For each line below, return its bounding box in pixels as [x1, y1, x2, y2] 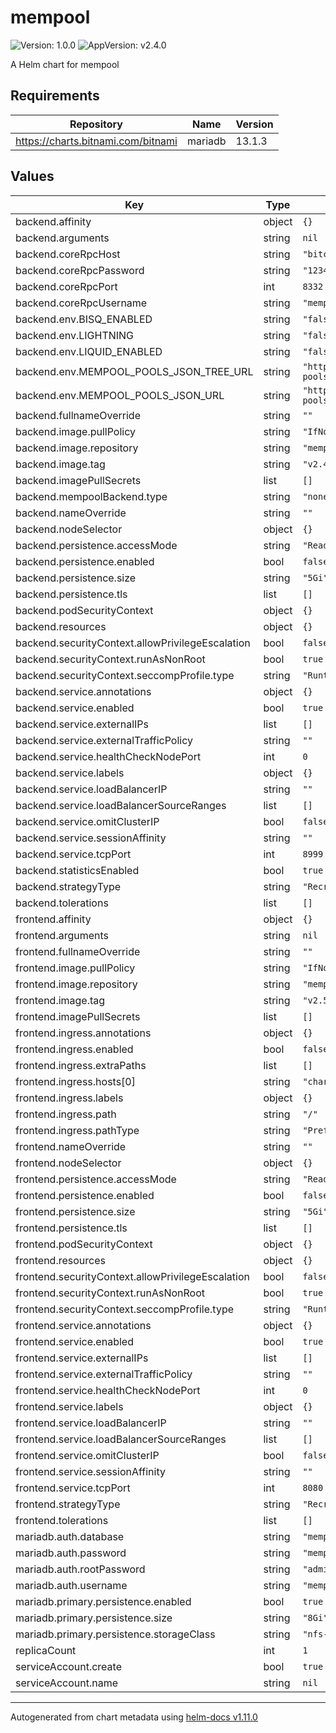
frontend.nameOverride [15, 1139, 127, 1153]
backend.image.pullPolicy [15, 424, 136, 438]
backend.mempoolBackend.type [15, 489, 168, 503]
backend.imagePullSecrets [15, 473, 142, 487]
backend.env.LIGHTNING [15, 328, 135, 342]
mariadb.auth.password [15, 1546, 127, 1560]
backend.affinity [15, 214, 92, 228]
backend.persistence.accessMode [15, 538, 178, 552]
